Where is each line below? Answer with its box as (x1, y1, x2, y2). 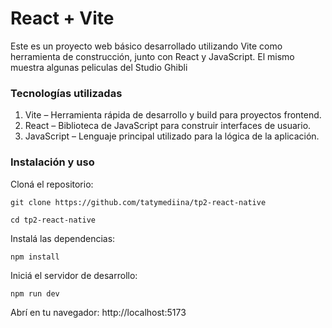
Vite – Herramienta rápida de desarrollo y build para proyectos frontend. (24, 109, 322, 121)
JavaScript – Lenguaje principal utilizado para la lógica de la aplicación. (24, 130, 320, 142)
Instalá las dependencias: (10, 232, 116, 244)
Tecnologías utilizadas (10, 86, 123, 100)
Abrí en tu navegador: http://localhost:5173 (10, 306, 187, 318)
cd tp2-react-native (10, 215, 97, 225)
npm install (10, 252, 60, 262)
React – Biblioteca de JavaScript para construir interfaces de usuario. (24, 120, 312, 132)
